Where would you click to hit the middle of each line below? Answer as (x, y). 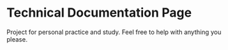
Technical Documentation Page (99, 13)
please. (17, 39)
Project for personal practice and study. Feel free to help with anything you (114, 32)
